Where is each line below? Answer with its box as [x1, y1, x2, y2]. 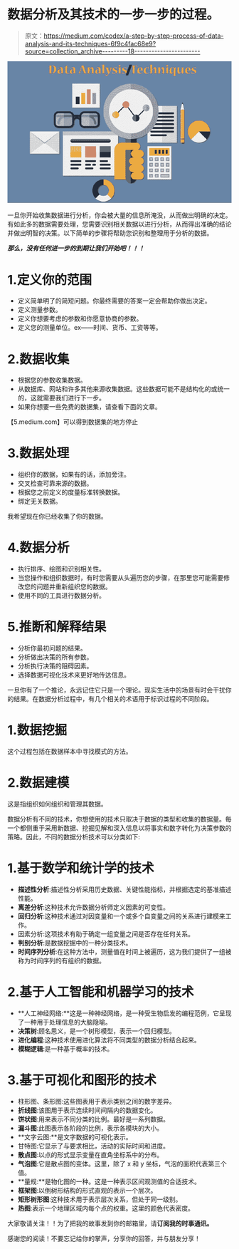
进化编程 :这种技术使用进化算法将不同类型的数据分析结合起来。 [17, 1035, 201, 1044]
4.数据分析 [7, 539, 70, 556]
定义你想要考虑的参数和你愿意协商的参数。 [17, 314, 143, 323]
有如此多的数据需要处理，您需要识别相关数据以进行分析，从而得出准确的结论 [7, 220, 232, 229]
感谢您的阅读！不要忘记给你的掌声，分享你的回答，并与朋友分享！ [7, 1234, 201, 1243]
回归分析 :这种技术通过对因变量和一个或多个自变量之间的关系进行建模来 [17, 911, 225, 920]
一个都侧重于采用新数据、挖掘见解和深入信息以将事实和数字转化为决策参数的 [7, 824, 232, 832]
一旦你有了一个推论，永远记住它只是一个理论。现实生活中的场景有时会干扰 [7, 685, 225, 695]
